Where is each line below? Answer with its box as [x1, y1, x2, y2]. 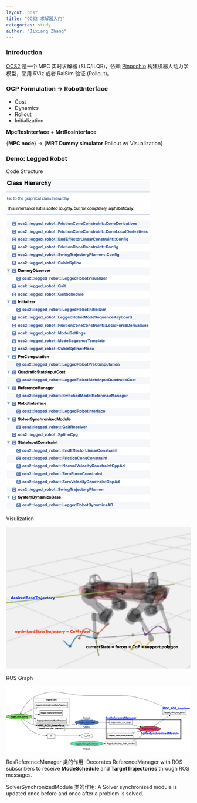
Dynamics [14, 104, 39, 111]
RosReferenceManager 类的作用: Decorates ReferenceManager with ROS [6, 758, 183, 765]
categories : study [6, 22, 51, 28]
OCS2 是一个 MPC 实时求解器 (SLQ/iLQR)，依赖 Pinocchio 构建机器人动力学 [6, 62, 189, 69]
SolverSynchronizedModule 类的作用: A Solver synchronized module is [6, 783, 178, 790]
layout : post [6, 9, 38, 15]
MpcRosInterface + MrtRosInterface [6, 128, 97, 135]
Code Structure [6, 168, 43, 175]
